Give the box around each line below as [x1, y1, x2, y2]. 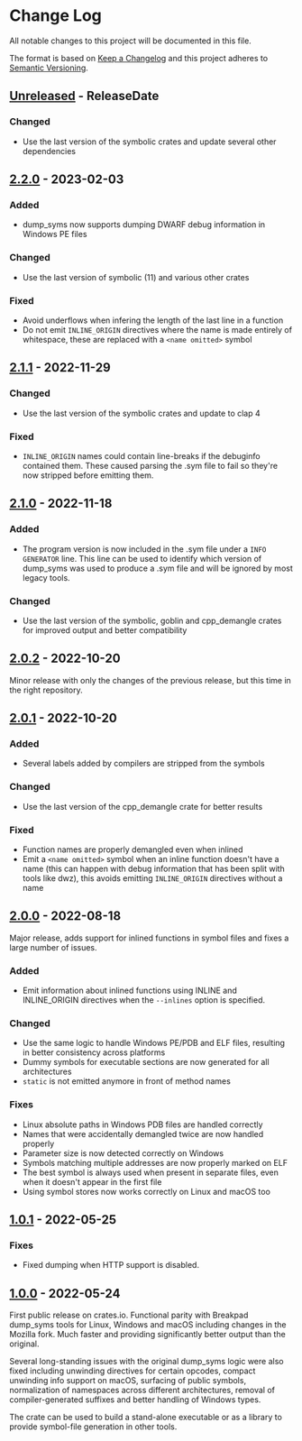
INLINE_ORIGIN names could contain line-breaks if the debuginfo [22, 450, 261, 461]
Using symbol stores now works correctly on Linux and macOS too [22, 1186, 270, 1197]
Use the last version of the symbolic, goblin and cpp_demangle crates [22, 615, 282, 626]
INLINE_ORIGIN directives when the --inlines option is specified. [22, 995, 266, 1005]
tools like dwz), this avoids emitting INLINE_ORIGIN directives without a [22, 872, 283, 884]
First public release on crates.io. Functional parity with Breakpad [9, 1309, 249, 1321]
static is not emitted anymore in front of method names [22, 1076, 232, 1087]
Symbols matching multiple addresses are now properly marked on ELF [22, 1157, 288, 1168]
